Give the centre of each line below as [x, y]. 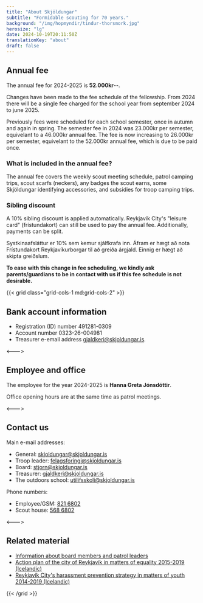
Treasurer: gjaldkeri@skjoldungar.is [60, 473]
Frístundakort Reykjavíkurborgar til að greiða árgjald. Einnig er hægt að [95, 249]
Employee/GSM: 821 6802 [48, 503]
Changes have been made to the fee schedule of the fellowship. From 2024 [101, 97]
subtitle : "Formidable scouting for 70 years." [68, 18]
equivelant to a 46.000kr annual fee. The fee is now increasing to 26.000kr [100, 134]
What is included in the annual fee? [59, 163]
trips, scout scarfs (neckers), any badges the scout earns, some [87, 183]
